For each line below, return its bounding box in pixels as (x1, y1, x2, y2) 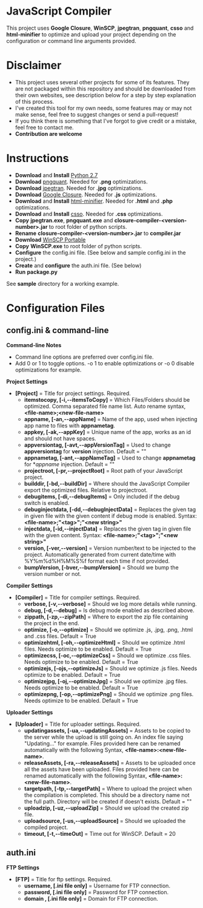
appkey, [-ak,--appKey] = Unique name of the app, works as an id (24, 428, 191, 435)
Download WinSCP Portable (15, 235, 86, 243)
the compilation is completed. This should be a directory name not (24, 791, 190, 799)
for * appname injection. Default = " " (24, 460, 115, 468)
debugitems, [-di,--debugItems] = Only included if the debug (24, 493, 180, 500)
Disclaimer (6, 59, 62, 72)
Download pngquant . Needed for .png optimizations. (15, 178, 148, 185)
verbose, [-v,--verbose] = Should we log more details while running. (24, 600, 197, 608)
